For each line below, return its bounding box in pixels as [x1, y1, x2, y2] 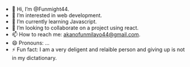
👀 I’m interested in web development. [11, 12, 102, 19]
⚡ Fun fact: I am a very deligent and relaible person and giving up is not [11, 46, 185, 53]
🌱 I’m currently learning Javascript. [11, 18, 97, 25]
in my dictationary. [11, 55, 57, 61]
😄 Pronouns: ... [11, 39, 50, 46]
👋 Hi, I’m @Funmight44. [11, 6, 70, 12]
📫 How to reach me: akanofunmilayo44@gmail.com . [11, 31, 140, 38]
